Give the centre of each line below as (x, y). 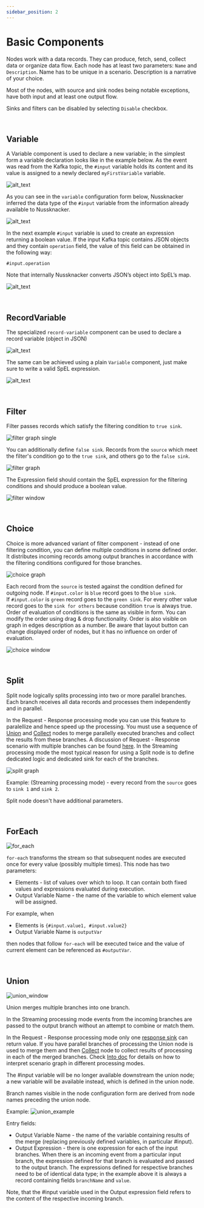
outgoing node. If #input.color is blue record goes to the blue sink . (91, 593)
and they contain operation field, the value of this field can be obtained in (98, 246)
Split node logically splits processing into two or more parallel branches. (97, 695)
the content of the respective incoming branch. (65, 1199)
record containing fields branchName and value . (73, 1181)
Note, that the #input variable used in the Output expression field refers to (99, 1192)
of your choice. (25, 78)
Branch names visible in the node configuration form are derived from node (101, 1093)
